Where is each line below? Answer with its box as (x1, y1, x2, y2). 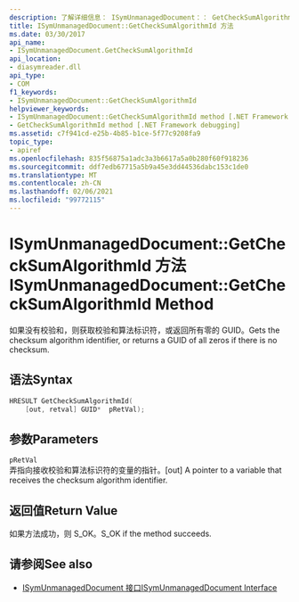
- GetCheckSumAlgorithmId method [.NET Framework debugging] (9, 121, 241, 130)
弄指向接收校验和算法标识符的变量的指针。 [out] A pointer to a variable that (9, 465, 282, 475)
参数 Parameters (9, 432, 99, 447)
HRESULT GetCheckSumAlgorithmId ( (9, 396, 133, 406)
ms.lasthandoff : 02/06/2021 (9, 187, 114, 196)
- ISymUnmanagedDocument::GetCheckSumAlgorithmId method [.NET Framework (9, 112, 289, 121)
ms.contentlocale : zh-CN (9, 179, 101, 188)
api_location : (9, 54, 62, 63)
